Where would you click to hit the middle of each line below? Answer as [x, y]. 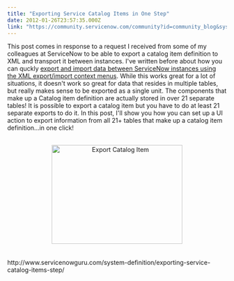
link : [15, 26]
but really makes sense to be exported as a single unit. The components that [117, 91]
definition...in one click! [41, 128]
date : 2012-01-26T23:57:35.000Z [54, 20]
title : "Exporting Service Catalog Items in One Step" [88, 14]
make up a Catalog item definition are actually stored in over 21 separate [111, 98]
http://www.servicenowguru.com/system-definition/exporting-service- [109, 263]
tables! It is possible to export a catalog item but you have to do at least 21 [114, 106]
